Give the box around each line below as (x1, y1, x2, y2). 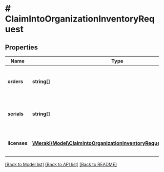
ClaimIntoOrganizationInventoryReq (5, 13, 155, 24)
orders (7, 78, 23, 85)
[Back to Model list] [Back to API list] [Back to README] (5, 162, 117, 167)
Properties (5, 43, 38, 51)
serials (7, 110, 23, 117)
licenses (7, 140, 28, 147)
